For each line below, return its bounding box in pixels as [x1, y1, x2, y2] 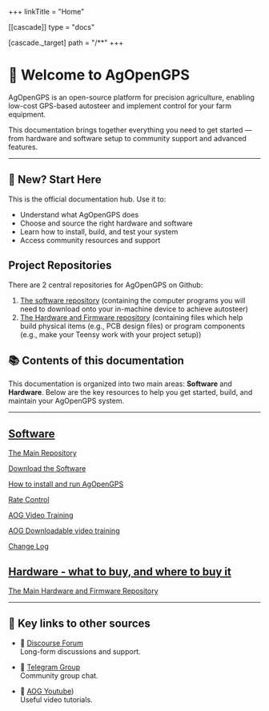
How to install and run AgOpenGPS [8, 479, 124, 489]
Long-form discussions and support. [19, 646, 142, 656]
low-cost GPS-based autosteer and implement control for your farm [8, 100, 232, 111]
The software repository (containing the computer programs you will [19, 295, 246, 305]
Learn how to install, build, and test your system [19, 226, 179, 236]
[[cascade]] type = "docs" [8, 22, 94, 31]
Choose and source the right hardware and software [19, 218, 194, 228]
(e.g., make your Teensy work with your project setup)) [19, 329, 202, 339]
